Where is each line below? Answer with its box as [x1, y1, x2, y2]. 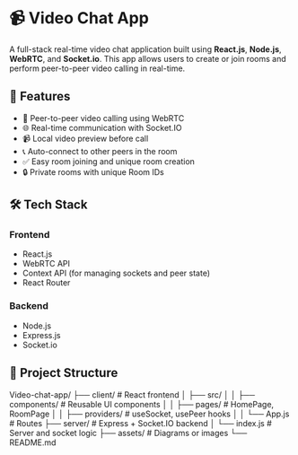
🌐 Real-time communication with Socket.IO [22, 122, 182, 133]
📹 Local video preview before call [22, 133, 149, 144]
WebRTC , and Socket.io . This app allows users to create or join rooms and [9, 53, 286, 64]
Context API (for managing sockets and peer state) [22, 267, 211, 279]
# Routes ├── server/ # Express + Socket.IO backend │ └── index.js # [9, 417, 272, 428]
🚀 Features [9, 89, 71, 104]
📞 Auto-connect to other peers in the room [22, 145, 178, 156]
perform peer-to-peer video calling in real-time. [9, 63, 186, 74]
